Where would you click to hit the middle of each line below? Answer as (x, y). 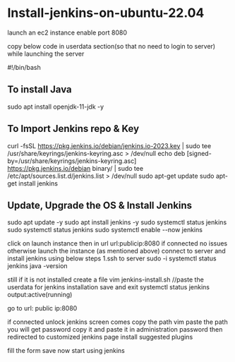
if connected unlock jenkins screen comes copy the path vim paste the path (117, 322)
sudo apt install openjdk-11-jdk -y (56, 107)
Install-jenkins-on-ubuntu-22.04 (106, 13)
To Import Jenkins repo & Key (73, 129)
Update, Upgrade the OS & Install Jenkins (100, 205)
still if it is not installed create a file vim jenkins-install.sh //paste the (106, 279)
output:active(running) (40, 295)
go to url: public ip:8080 (42, 308)
